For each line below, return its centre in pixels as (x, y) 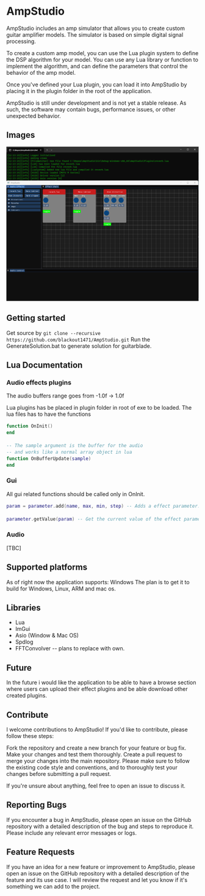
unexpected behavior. (34, 116)
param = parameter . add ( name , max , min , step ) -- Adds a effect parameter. (103, 506)
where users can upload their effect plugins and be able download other (97, 689)
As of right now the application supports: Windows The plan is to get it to (98, 582)
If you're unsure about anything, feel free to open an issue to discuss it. (96, 786)
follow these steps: (30, 736)
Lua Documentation (45, 365)
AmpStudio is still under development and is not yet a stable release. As (96, 103)
